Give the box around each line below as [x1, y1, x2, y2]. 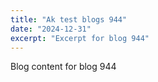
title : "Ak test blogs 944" [10, 14, 128, 25]
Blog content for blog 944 [10, 61, 117, 73]
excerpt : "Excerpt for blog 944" [10, 33, 150, 43]
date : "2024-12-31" [10, 24, 92, 34]
